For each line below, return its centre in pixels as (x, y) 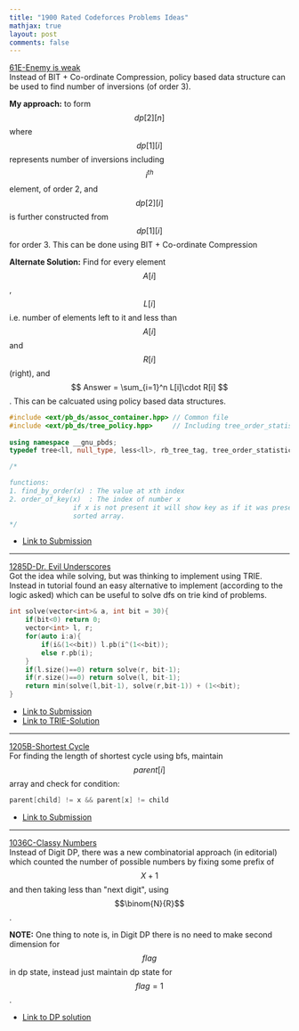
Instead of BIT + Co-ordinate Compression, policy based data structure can (148, 78)
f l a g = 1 (149, 986)
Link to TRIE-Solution (61, 721)
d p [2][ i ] (149, 202)
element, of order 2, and (54, 189)
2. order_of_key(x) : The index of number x (95, 499)
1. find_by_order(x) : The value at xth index (97, 491)
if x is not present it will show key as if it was (170, 507)
